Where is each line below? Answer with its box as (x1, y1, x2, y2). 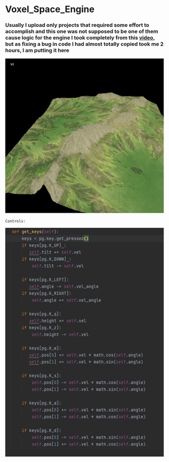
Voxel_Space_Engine (5, 4, 95, 15)
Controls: (5, 218, 26, 223)
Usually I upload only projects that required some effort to (5, 22, 149, 29)
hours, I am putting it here (5, 47, 69, 54)
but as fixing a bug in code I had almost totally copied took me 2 (5, 40, 164, 48)
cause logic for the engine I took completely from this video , (5, 34, 155, 41)
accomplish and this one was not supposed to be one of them (5, 28, 158, 35)
